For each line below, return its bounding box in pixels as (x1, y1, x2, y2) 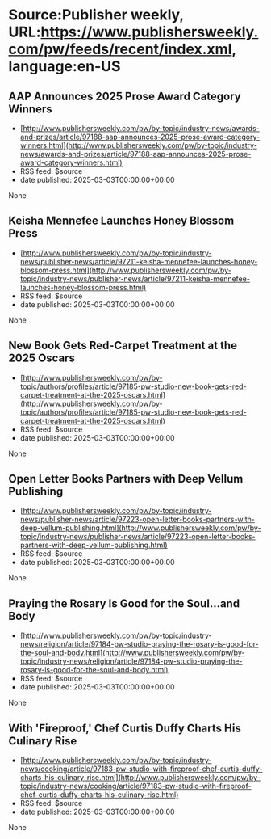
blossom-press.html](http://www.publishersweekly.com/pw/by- (19, 265, 232, 275)
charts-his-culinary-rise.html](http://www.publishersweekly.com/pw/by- (19, 773, 261, 782)
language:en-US (8, 57, 121, 76)
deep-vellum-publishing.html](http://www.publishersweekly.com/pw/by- (19, 523, 261, 533)
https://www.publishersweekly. (40, 23, 259, 41)
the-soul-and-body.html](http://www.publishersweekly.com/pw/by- (19, 648, 245, 658)
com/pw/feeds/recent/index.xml (8, 40, 232, 58)
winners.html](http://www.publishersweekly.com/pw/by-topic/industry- (19, 141, 258, 150)
